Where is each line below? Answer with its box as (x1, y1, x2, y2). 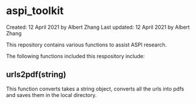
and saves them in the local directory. (6, 91, 97, 98)
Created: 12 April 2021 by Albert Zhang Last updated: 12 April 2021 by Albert (6, 24, 190, 31)
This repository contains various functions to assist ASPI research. (6, 41, 167, 48)
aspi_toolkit (6, 4, 64, 18)
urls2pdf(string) (6, 69, 66, 80)
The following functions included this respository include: (6, 52, 145, 59)
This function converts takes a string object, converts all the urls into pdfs (6, 85, 184, 92)
